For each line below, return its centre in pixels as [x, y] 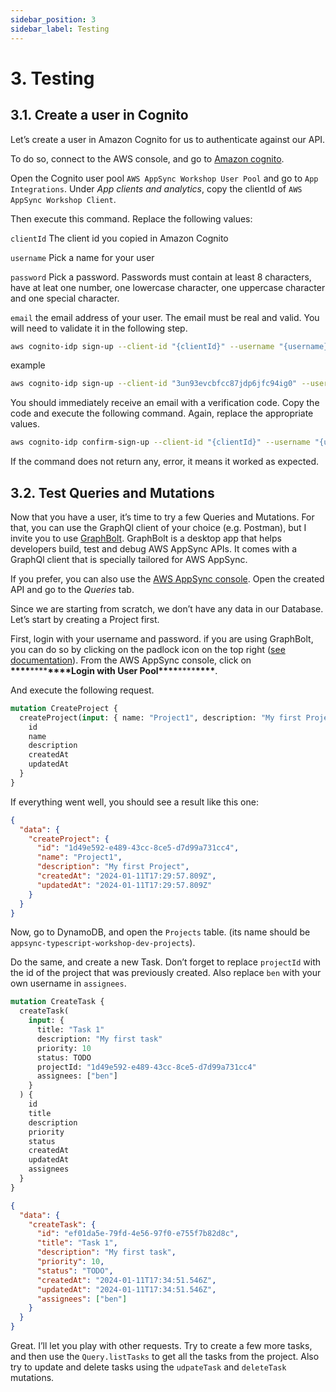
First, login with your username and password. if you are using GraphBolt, [162, 638]
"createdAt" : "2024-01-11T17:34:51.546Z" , [126, 1280]
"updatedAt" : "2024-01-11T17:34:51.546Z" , [126, 1289]
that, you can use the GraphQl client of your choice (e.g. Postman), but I [158, 527]
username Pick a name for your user [82, 257]
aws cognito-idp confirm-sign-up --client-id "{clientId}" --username [160, 442]
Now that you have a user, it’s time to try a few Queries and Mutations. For [162, 517]
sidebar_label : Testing [60, 29]
